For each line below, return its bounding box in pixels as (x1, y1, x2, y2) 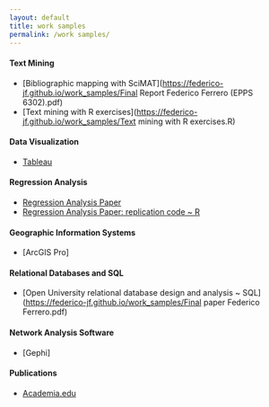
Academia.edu (22, 387, 76, 398)
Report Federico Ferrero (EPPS (139, 87, 254, 98)
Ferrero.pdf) (22, 306, 68, 317)
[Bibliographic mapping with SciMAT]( (22, 77, 163, 88)
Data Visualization (9, 137, 79, 147)
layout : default (9, 13, 70, 22)
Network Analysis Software (9, 327, 115, 338)
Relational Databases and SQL (9, 267, 124, 279)
